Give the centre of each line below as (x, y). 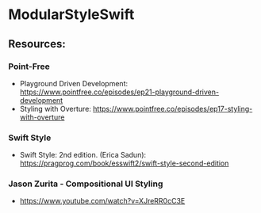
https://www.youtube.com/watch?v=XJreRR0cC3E (102, 201)
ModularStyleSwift (71, 15)
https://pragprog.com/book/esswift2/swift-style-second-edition (124, 163)
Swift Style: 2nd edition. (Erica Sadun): (83, 155)
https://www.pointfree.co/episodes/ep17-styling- (173, 108)
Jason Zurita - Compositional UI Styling (86, 184)
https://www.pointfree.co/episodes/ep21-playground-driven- (119, 92)
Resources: (37, 44)
